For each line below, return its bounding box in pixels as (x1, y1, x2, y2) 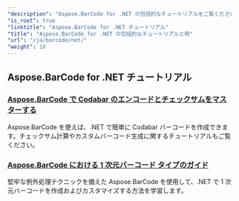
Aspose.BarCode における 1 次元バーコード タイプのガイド (7, 160, 209, 170)
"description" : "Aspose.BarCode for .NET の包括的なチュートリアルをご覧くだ (7, 10, 225, 18)
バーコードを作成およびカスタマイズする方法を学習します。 (13, 186, 188, 195)
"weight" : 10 (7, 43, 46, 50)
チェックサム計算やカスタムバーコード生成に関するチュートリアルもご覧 (18, 131, 231, 140)
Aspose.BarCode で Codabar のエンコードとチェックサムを (7, 94, 213, 104)
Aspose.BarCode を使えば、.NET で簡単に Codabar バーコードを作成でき (7, 122, 222, 131)
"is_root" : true (7, 17, 55, 24)
